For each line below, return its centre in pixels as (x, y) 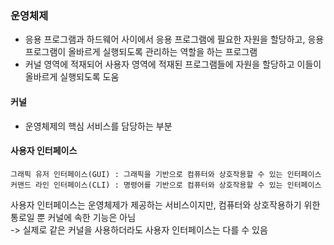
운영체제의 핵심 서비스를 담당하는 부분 (98, 126)
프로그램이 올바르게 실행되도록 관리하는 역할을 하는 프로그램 (141, 52)
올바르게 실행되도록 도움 (72, 77)
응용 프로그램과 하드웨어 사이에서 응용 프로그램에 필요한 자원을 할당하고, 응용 (174, 39)
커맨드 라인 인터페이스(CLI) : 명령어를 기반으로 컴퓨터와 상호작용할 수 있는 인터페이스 (166, 185)
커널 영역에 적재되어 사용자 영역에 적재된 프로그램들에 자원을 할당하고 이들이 (173, 64)
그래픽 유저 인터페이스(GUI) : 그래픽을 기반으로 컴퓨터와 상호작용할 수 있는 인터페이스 (166, 174)
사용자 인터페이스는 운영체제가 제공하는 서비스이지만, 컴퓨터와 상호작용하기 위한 (165, 204)
